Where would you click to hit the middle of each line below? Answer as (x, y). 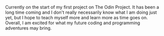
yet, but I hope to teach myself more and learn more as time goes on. (76, 18)
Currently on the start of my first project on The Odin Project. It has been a (82, 7)
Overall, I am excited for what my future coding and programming (73, 23)
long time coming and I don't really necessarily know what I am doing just (81, 12)
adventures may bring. (28, 28)
